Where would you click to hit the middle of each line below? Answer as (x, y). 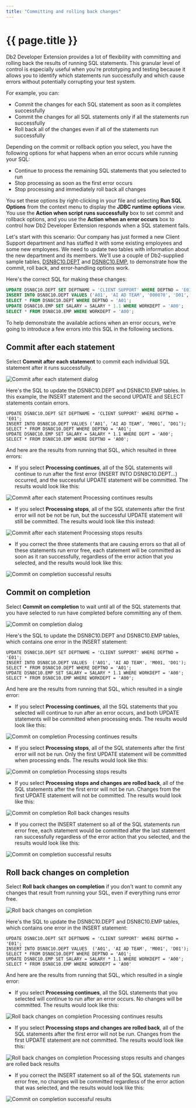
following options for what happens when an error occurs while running (92, 153)
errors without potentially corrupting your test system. (71, 81)
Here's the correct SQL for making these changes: (66, 279)
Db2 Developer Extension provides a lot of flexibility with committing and (93, 57)
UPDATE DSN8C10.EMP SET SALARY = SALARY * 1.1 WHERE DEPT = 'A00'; (90, 434)
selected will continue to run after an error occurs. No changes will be (98, 999)
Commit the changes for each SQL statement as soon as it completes (98, 104)
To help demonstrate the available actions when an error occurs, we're (91, 323)
